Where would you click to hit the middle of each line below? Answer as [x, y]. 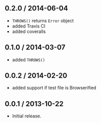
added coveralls [29, 31]
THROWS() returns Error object [43, 20]
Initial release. [27, 116]
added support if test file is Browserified [54, 88]
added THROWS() [28, 59]
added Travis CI [29, 26]
